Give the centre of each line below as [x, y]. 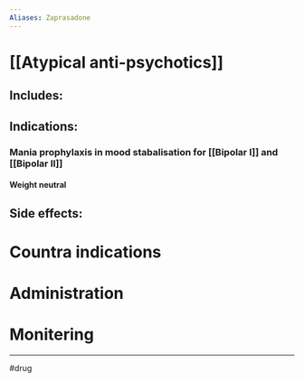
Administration [66, 293]
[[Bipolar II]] [36, 163]
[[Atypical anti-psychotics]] [116, 62]
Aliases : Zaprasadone [50, 18]
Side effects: [46, 213]
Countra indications [85, 252]
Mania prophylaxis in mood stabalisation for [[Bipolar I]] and [144, 152]
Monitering [52, 335]
